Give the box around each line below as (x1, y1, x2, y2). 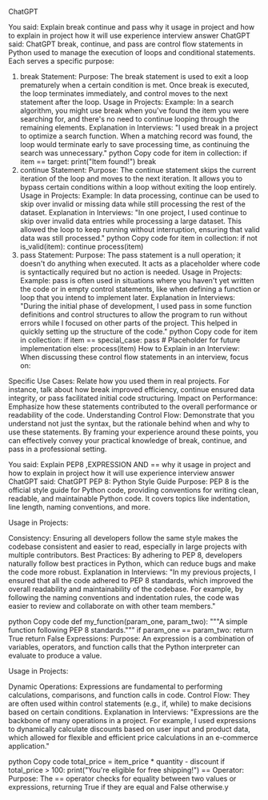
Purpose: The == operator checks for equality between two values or (8, 774, 237, 783)
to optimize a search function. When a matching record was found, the (19, 131, 254, 141)
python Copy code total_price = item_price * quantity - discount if (8, 757, 226, 766)
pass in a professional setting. (8, 444, 107, 454)
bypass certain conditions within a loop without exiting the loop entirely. (19, 182, 257, 191)
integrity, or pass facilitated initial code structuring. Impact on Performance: (8, 394, 258, 402)
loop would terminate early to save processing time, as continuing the (19, 140, 250, 149)
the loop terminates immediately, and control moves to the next (19, 89, 228, 98)
